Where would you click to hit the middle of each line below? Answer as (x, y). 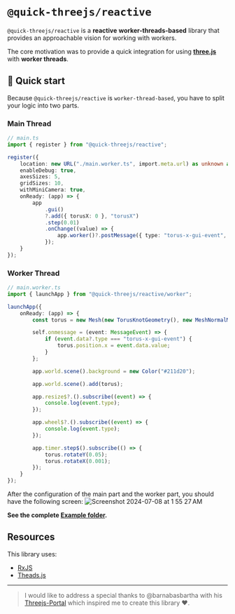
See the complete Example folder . (57, 515)
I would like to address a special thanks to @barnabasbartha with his (123, 595)
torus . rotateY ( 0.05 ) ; (76, 455)
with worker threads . (38, 59)
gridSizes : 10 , (42, 183)
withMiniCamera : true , (53, 190)
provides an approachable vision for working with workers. (92, 38)
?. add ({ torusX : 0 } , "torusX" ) (92, 216)
